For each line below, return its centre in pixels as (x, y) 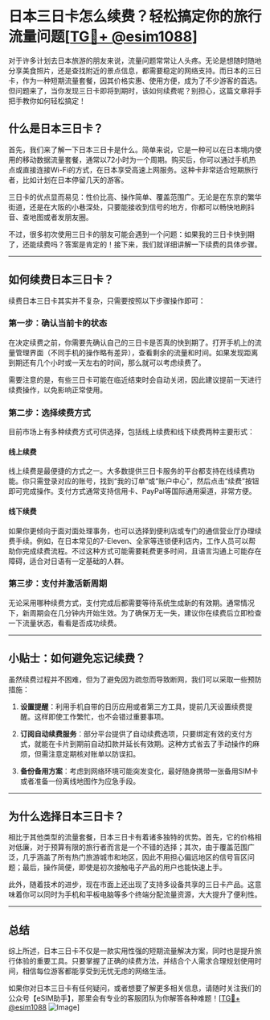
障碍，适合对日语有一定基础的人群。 (68, 561)
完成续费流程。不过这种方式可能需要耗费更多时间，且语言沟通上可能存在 (142, 551)
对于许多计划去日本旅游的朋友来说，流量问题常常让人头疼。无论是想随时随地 (135, 60)
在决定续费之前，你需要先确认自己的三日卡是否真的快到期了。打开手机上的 (131, 342)
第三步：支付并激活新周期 (58, 583)
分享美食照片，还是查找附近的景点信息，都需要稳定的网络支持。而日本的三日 (135, 70)
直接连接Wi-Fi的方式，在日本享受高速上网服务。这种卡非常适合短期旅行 (140, 169)
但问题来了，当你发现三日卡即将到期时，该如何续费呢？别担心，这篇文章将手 (135, 90)
